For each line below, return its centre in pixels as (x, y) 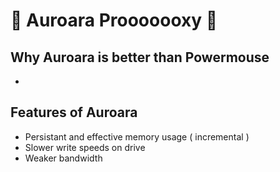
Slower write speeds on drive (85, 147)
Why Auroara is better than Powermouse (140, 57)
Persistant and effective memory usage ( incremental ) (137, 136)
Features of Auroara (74, 112)
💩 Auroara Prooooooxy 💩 (114, 20)
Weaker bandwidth (63, 158)
